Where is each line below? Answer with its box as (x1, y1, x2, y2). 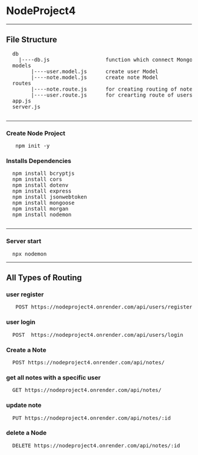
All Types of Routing (6, 273, 82, 283)
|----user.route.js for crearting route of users (31, 91, 193, 98)
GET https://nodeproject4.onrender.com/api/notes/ (12, 387, 162, 394)
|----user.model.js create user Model (31, 68, 159, 75)
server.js (12, 103, 41, 110)
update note (6, 401, 42, 410)
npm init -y (15, 142, 50, 150)
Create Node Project (6, 129, 66, 137)
